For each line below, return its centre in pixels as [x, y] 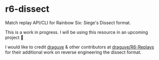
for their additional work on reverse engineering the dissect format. [73, 52]
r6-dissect [27, 9]
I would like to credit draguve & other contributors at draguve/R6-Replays [80, 47]
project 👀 [14, 37]
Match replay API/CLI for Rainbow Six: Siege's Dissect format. [68, 23]
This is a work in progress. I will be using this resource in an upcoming [77, 32]
